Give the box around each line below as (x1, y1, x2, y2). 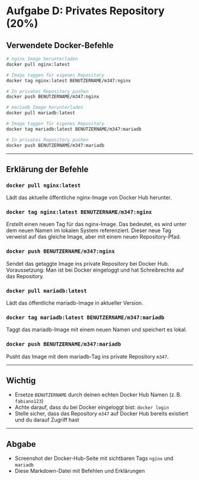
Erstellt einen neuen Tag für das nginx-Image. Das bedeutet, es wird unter (6, 221, 187, 228)
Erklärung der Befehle (6, 164, 89, 174)
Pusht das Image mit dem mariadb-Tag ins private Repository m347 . (6, 353, 169, 360)
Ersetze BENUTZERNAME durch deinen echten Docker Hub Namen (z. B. (14, 391, 182, 398)
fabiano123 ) (14, 398, 44, 405)
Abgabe (6, 439, 37, 449)
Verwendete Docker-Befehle (6, 40, 114, 50)
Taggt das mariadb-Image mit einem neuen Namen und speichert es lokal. (6, 326, 188, 333)
